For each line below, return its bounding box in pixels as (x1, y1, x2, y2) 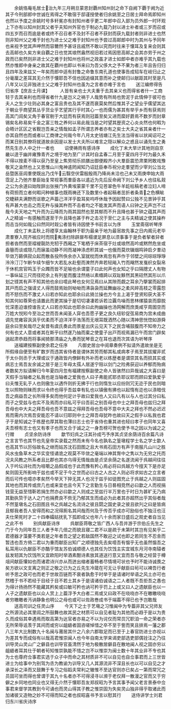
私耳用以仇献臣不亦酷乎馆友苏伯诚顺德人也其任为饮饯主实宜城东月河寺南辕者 (5, 546, 166, 552)
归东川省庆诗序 (5, 698, 37, 704)
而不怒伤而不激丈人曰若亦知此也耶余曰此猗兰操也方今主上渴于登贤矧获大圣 (5, 291, 161, 297)
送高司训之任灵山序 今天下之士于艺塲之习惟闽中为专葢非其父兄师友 (14, 603, 163, 609)
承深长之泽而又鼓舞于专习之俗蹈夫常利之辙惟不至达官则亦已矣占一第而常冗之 (5, 667, 166, 672)
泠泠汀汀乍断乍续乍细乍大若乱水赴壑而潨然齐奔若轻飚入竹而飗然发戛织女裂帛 (5, 260, 166, 265)
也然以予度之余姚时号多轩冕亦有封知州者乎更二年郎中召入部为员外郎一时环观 (5, 18, 166, 23)
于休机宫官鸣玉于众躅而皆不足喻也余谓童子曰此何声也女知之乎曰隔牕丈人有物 (5, 266, 166, 272)
